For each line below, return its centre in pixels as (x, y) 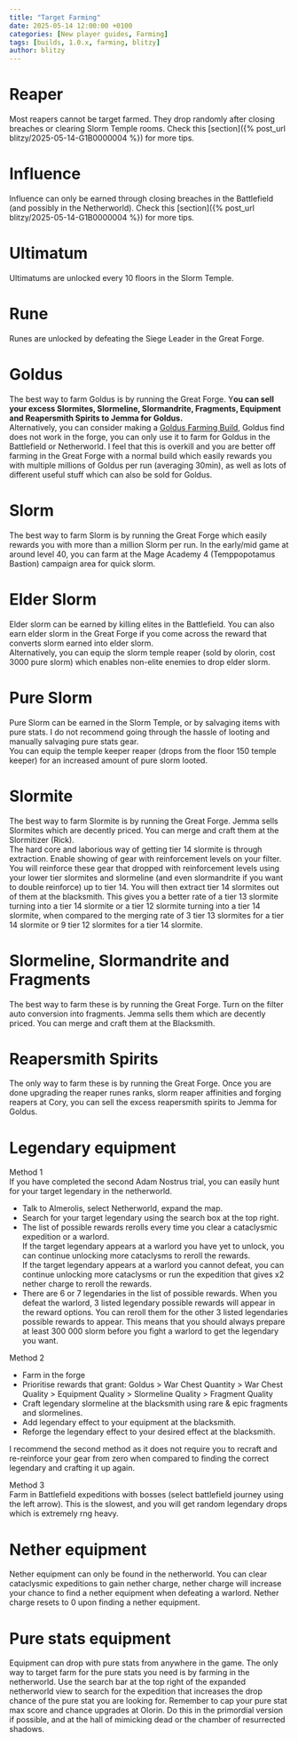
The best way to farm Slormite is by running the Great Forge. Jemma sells (144, 821)
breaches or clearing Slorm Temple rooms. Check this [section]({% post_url (148, 129)
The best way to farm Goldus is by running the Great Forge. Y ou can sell (142, 399)
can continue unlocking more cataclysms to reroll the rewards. (136, 1256)
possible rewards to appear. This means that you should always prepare (153, 1322)
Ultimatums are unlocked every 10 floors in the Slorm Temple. (122, 277)
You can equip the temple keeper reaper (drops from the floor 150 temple (143, 750)
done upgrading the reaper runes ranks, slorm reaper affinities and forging (145, 1093)
